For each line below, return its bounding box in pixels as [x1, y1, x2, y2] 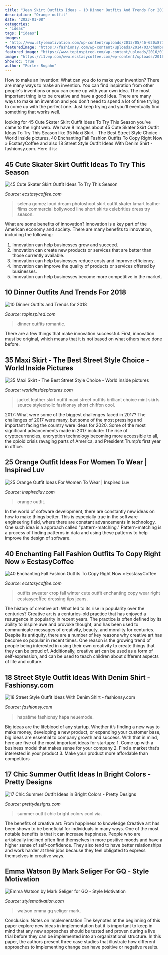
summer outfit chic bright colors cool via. [17, 810, 102, 816]
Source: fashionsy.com [5, 704, 53, 710]
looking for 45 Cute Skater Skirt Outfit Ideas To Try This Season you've [5, 119, 151, 125]
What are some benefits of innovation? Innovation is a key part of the [5, 221, 147, 227]
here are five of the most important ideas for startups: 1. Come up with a [5, 740, 154, 746]
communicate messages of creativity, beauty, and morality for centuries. [5, 627, 155, 633]
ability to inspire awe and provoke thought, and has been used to [5, 621, 139, 628]
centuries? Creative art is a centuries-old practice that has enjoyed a [5, 611, 146, 617]
